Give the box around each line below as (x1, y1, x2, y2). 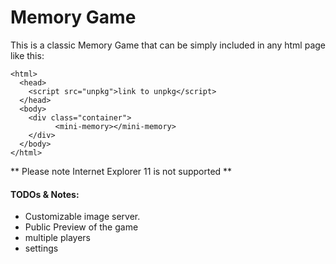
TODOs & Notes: (10, 188, 80, 200)
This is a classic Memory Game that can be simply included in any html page (10, 39, 327, 51)
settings (24, 242, 59, 255)
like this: (10, 49, 45, 61)
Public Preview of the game (24, 221, 139, 233)
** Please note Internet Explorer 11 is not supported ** (10, 165, 233, 177)
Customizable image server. (24, 211, 141, 223)
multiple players (24, 232, 92, 244)
